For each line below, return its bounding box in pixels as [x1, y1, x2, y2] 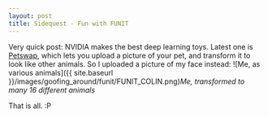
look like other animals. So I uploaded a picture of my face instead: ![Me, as [8, 58, 261, 69]
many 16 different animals [8, 84, 96, 94]
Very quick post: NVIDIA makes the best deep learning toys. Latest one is [8, 41, 253, 51]
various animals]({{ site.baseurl [8, 67, 114, 77]
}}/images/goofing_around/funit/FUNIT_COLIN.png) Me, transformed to [8, 76, 245, 86]
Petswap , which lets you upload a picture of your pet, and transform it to [8, 50, 251, 60]
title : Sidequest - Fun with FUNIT [8, 19, 129, 28]
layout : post [8, 11, 53, 20]
